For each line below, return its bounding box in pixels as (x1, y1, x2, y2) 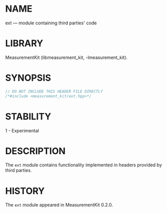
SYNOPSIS (5, 72, 52, 84)
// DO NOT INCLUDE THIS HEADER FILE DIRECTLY (5, 89, 103, 94)
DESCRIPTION (5, 145, 66, 157)
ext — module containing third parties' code (5, 20, 97, 26)
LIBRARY (5, 38, 44, 49)
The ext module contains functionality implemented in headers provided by (5, 162, 162, 168)
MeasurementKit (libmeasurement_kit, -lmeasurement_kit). (5, 54, 128, 60)
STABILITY (5, 111, 52, 122)
